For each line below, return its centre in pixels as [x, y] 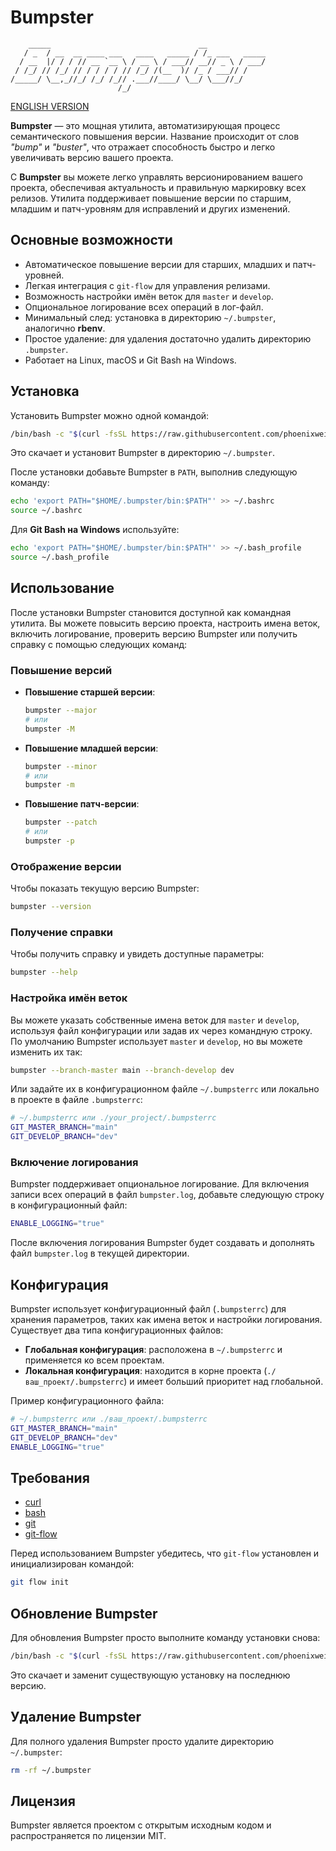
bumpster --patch [61, 822]
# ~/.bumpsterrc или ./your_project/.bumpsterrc [113, 1118]
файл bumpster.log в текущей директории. [100, 1253]
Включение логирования [74, 1162]
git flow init [40, 1582]
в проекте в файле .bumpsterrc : [76, 1100]
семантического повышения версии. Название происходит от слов [155, 136]
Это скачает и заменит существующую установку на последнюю [150, 1675]
